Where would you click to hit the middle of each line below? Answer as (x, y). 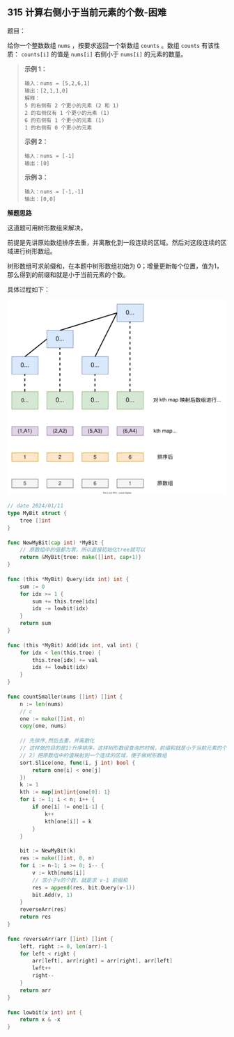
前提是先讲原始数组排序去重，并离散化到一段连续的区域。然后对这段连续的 (114, 242)
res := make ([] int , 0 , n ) (57, 858)
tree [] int (36, 521)
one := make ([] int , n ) (53, 719)
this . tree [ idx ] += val (65, 660)
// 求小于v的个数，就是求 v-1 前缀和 (80, 880)
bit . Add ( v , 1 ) (53, 895)
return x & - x (40, 1020)
